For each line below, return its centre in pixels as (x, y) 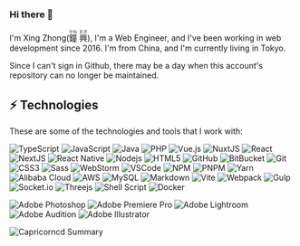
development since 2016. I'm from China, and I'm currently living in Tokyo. (148, 48)
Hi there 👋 (32, 14)
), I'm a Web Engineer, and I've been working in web (184, 38)
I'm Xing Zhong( (39, 38)
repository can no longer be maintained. (84, 75)
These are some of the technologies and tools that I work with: (126, 131)
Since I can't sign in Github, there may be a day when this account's (136, 66)
